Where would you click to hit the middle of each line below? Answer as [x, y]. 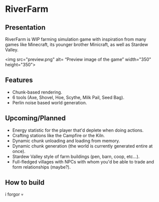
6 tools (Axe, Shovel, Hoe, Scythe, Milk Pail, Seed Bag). [68, 97]
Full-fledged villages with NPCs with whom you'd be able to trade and [83, 161]
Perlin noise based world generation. [49, 102]
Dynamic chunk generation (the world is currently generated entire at [82, 146]
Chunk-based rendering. [37, 92]
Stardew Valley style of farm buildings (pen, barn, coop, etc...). [76, 156]
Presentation [25, 27]
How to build [25, 182]
